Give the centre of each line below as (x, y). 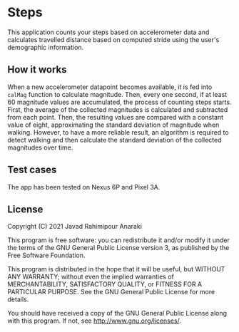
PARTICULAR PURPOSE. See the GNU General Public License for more (111, 292)
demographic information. (46, 47)
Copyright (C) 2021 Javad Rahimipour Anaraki (75, 227)
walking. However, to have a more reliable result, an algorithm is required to (118, 132)
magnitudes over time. (40, 147)
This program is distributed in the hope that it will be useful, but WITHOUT (116, 269)
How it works (37, 69)
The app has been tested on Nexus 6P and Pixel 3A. (84, 187)
